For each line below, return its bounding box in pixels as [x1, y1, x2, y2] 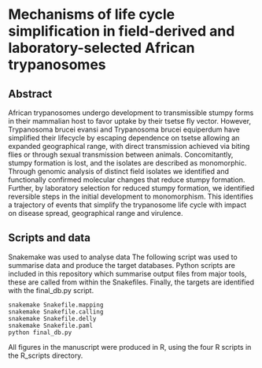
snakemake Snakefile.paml [8, 322, 93, 329]
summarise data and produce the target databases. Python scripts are [8, 260, 236, 269]
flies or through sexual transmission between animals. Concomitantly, [8, 150, 234, 159]
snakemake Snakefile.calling [8, 307, 104, 316]
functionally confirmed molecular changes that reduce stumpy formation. [8, 175, 245, 184]
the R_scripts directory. [8, 351, 83, 360]
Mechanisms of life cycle [8, 6, 175, 24]
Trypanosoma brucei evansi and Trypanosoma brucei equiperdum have [8, 125, 240, 134]
